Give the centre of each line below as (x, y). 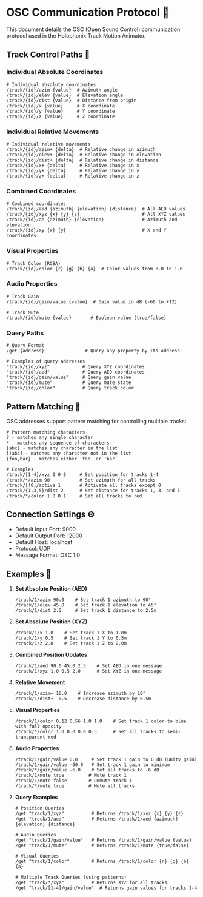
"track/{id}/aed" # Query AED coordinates (76, 372)
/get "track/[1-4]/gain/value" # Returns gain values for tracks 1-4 (106, 888)
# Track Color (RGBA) (34, 263)
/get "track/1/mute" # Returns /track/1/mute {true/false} (102, 845)
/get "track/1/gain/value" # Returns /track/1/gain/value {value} (103, 840)
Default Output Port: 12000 (49, 536)
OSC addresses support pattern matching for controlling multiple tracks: (96, 421)
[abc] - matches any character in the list (62, 448)
